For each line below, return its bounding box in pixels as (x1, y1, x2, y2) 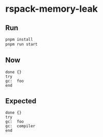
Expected (5, 97, 37, 105)
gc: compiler (5, 124, 36, 129)
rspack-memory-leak (5, 3, 98, 15)
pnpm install (5, 37, 33, 42)
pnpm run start (5, 41, 38, 47)
